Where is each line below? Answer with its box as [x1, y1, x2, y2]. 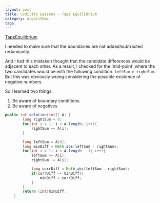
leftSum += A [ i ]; [31, 153, 67, 158]
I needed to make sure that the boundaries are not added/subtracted [5, 43, 143, 49]
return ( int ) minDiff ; [22, 189, 67, 194]
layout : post [5, 7, 32, 12]
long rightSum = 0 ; [22, 117, 62, 122]
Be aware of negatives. [12, 103, 59, 109]
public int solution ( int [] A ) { [5, 113, 71, 118]
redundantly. [5, 49, 31, 55]
